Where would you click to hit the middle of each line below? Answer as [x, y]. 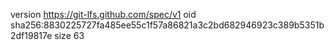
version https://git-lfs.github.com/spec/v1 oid [103, 14]
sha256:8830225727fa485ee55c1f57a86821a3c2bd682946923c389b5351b [167, 25]
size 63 [69, 35]
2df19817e [31, 35]
